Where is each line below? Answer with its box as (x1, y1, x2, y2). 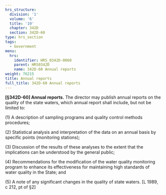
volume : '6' (9, 16, 35, 21)
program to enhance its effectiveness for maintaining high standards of (5, 164, 150, 170)
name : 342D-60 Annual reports (14, 67, 77, 72)
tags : (5, 39, 16, 44)
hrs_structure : (5, 7, 37, 12)
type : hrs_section (5, 35, 43, 40)
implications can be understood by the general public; (5, 149, 115, 155)
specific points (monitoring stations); (5, 134, 80, 140)
